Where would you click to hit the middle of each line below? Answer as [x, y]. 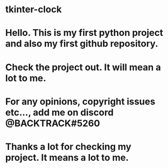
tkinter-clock [34, 9]
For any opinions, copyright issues [80, 101]
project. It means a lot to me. [67, 157]
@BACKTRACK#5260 [53, 123]
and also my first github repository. [82, 44]
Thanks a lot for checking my [68, 146]
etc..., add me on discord [59, 112]
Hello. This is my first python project [84, 33]
